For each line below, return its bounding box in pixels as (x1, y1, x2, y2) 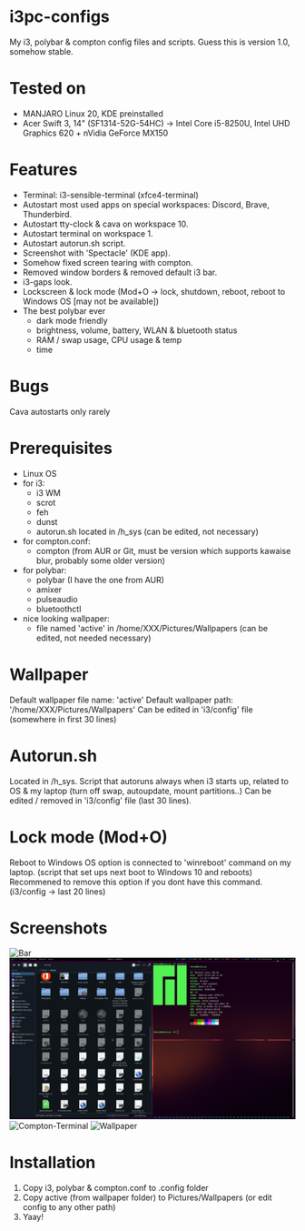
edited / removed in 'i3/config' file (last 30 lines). (9, 794, 192, 806)
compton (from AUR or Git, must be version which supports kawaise (35, 545, 291, 556)
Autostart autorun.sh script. (22, 237, 126, 248)
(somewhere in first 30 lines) (9, 713, 117, 724)
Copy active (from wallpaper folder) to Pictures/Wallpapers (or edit (22, 1192, 272, 1203)
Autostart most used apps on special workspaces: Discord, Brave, (22, 198, 271, 210)
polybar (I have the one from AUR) (35, 574, 165, 585)
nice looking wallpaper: (22, 612, 111, 624)
